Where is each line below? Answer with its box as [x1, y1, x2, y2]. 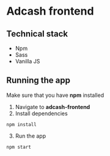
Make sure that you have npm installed [6, 91, 105, 99]
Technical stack [6, 29, 68, 39]
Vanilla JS [15, 58, 40, 65]
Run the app [15, 132, 46, 140]
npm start [6, 144, 32, 150]
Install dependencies [15, 110, 68, 117]
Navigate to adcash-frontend [15, 103, 90, 110]
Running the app [6, 75, 70, 86]
